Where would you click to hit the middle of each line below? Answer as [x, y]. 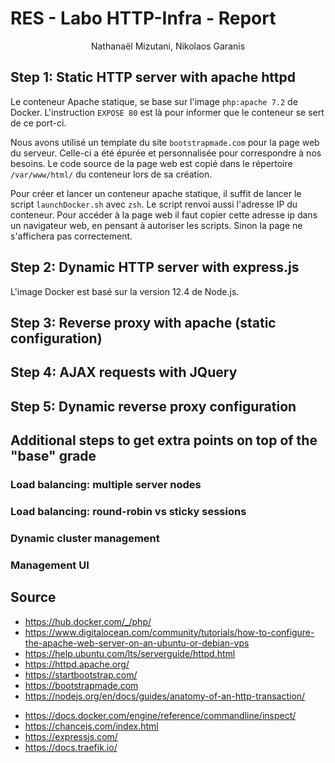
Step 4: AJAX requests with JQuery [124, 372]
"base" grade [53, 456]
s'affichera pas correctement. [71, 236]
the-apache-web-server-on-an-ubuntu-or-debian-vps [137, 643]
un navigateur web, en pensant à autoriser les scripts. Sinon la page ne [156, 225]
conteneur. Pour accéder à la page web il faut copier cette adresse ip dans [164, 214]
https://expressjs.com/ [71, 736]
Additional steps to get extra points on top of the [164, 440]
